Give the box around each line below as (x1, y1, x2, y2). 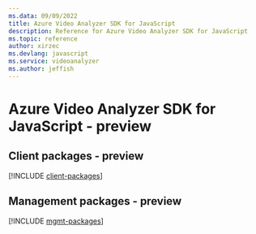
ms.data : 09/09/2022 (8, 11, 79, 20)
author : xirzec (8, 42, 60, 50)
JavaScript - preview (8, 117, 152, 135)
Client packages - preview (8, 149, 144, 163)
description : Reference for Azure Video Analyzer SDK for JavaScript (8, 27, 249, 35)
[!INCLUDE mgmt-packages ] (8, 216, 104, 226)
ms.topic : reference (8, 34, 79, 43)
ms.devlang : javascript (8, 50, 89, 58)
